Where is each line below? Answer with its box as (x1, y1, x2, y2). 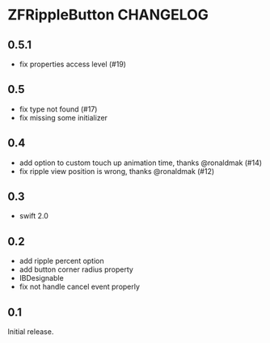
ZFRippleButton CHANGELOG (7, 6, 209, 24)
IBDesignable (19, 273, 64, 283)
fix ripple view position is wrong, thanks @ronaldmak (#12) (19, 166, 215, 176)
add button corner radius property (19, 265, 134, 274)
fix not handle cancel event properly (19, 282, 141, 292)
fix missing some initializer (19, 112, 108, 122)
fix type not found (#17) (19, 104, 98, 114)
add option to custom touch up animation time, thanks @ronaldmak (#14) (19, 158, 263, 167)
